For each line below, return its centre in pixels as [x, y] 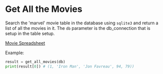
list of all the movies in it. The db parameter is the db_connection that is [78, 28]
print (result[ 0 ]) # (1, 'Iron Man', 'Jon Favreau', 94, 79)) [70, 66]
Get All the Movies [44, 9]
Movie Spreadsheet [25, 43]
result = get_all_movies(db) [35, 62]
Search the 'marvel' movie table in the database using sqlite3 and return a [82, 23]
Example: [15, 53]
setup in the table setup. [30, 33]
